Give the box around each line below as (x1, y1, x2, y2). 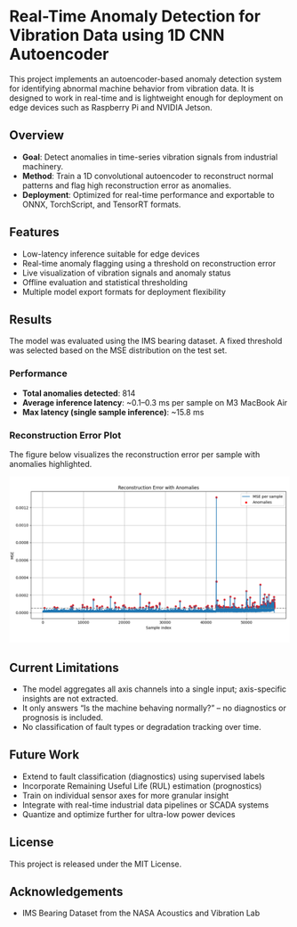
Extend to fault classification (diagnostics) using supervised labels (21, 771, 265, 782)
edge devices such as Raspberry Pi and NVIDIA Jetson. (9, 102, 213, 112)
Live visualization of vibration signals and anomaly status (21, 267, 231, 278)
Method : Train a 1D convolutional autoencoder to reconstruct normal (21, 170, 274, 181)
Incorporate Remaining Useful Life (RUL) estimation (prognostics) (21, 780, 262, 791)
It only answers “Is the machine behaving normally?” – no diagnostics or (21, 702, 287, 714)
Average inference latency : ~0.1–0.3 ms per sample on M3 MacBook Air (21, 397, 288, 407)
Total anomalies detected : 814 (21, 388, 136, 398)
